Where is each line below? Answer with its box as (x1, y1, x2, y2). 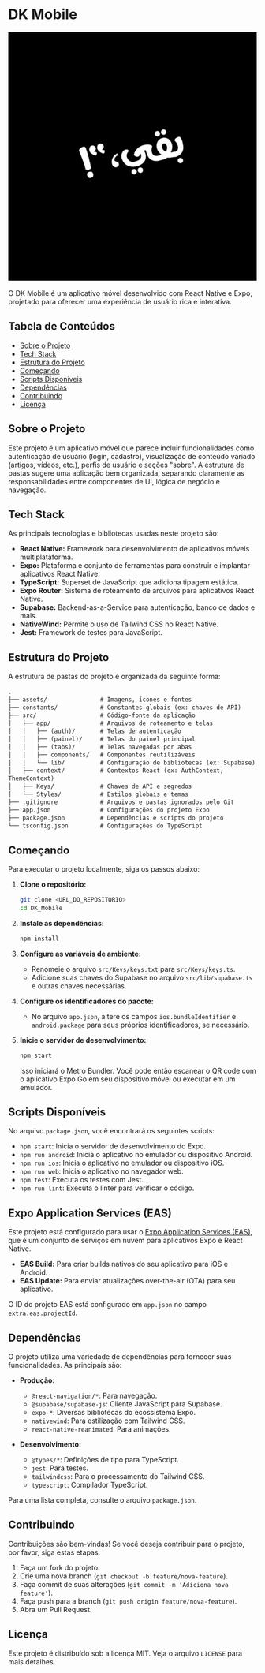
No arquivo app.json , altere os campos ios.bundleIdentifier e (31, 1011, 237, 1021)
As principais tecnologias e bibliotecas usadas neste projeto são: (8, 528, 219, 538)
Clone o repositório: (19, 879, 87, 889)
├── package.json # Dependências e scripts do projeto (8, 814, 224, 822)
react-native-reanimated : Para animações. (31, 1424, 171, 1433)
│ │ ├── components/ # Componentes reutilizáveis (8, 751, 196, 759)
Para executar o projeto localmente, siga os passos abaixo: (8, 865, 200, 873)
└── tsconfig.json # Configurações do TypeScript (8, 822, 203, 830)
